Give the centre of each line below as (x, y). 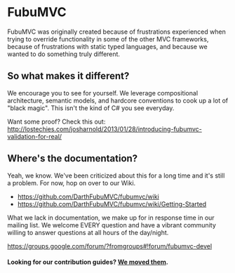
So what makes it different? (68, 76)
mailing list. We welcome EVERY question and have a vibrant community (112, 225)
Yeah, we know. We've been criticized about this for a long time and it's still (116, 175)
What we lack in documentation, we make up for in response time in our (111, 218)
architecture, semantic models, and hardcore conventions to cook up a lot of (118, 100)
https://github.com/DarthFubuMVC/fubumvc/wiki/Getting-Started (112, 204)
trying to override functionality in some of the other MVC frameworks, (108, 39)
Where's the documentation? (73, 159)
